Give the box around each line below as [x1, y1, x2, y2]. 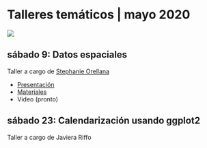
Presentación [16, 80, 55, 88]
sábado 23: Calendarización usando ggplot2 [7, 115, 200, 127]
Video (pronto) [16, 95, 59, 103]
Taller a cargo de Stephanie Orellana [7, 67, 110, 75]
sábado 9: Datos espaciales [7, 49, 128, 61]
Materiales [16, 88, 47, 96]
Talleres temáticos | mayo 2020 [7, 7, 191, 23]
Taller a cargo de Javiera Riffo [7, 133, 92, 141]
